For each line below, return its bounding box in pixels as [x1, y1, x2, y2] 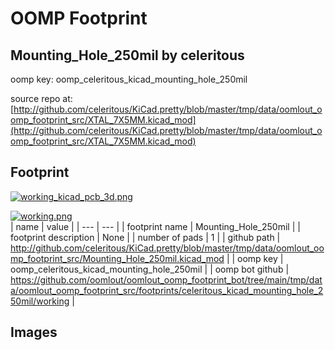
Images [10, 324, 58, 341]
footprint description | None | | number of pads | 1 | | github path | [10, 231, 281, 243]
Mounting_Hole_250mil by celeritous [10, 47, 245, 64]
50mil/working [10, 295, 70, 307]
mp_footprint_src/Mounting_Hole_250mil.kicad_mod [10, 252, 225, 264]
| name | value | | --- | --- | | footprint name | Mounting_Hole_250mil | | [10, 220, 301, 232]
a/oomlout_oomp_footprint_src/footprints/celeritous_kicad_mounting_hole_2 [10, 284, 324, 296]
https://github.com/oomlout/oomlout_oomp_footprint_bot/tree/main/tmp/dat [10, 273, 323, 286]
